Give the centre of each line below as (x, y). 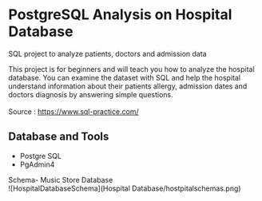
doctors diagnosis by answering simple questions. (91, 94)
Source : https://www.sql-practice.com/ (74, 111)
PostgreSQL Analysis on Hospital (120, 15)
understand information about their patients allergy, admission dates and (128, 86)
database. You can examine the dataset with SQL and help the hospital (125, 77)
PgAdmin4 (37, 164)
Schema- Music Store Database (61, 179)
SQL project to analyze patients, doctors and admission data (107, 53)
